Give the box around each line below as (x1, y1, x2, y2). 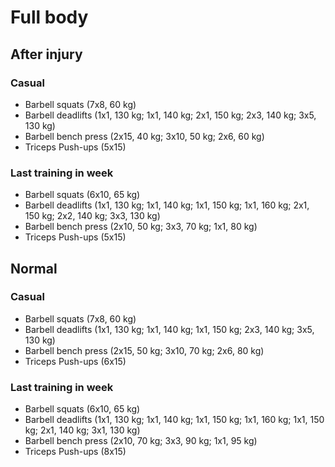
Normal (10, 260, 58, 277)
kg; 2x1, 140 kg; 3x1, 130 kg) (24, 424, 141, 436)
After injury (10, 46, 83, 63)
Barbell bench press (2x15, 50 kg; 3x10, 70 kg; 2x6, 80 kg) (24, 344, 265, 356)
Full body (10, 6, 89, 29)
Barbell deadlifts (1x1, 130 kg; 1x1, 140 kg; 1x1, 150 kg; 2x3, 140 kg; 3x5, (24, 323, 315, 335)
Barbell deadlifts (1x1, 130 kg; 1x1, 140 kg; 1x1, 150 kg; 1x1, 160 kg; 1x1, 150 (24, 414, 325, 426)
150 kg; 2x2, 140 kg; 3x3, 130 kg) (24, 210, 161, 222)
